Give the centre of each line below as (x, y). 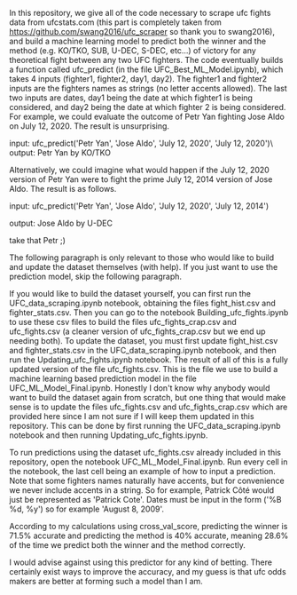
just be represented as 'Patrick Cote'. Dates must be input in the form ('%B (145, 500)
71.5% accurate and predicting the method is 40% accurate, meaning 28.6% (149, 535)
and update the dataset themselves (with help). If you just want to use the (144, 267)
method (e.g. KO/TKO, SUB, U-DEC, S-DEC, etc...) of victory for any (133, 51)
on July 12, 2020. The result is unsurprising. (90, 126)
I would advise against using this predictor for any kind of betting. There (141, 562)
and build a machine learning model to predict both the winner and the (138, 41)
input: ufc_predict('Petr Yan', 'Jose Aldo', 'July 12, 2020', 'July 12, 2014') (139, 206)
